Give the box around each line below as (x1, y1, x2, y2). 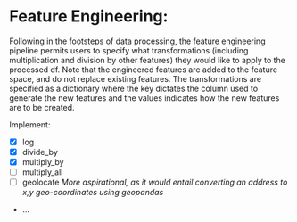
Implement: (9, 119, 51, 130)
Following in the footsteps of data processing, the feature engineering (9, 36, 266, 46)
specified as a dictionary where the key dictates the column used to (9, 83, 259, 94)
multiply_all (21, 167, 63, 177)
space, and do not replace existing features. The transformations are (9, 73, 261, 84)
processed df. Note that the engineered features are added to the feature (9, 64, 278, 75)
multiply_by (21, 157, 64, 168)
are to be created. (9, 102, 75, 112)
